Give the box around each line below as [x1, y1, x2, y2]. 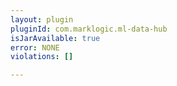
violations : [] [10, 52, 74, 62]
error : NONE [10, 42, 60, 53]
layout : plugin [10, 14, 74, 25]
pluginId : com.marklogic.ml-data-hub [10, 24, 168, 34]
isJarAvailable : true [10, 33, 101, 43]
